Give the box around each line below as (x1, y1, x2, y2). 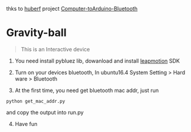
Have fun (14, 120, 38, 127)
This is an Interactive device (20, 45, 90, 53)
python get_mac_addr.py (6, 98, 66, 104)
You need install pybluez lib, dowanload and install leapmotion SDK (14, 57, 180, 65)
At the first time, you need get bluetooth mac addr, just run (14, 87, 159, 94)
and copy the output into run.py (6, 109, 84, 116)
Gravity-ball (6, 26, 67, 39)
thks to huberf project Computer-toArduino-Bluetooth (6, 5, 138, 12)
